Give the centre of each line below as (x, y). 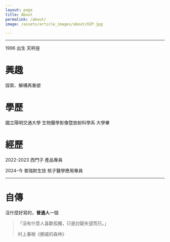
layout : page (19, 10)
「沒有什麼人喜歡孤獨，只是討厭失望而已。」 (63, 223)
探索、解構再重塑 (23, 85)
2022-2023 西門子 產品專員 (34, 160)
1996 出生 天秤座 (23, 48)
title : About (19, 15)
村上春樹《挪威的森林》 (42, 234)
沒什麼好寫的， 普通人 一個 (32, 212)
